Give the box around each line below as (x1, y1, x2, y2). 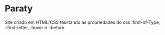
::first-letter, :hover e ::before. (5, 24, 66, 30)
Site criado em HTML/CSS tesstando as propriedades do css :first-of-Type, (5, 19, 160, 25)
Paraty (5, 3, 33, 14)
